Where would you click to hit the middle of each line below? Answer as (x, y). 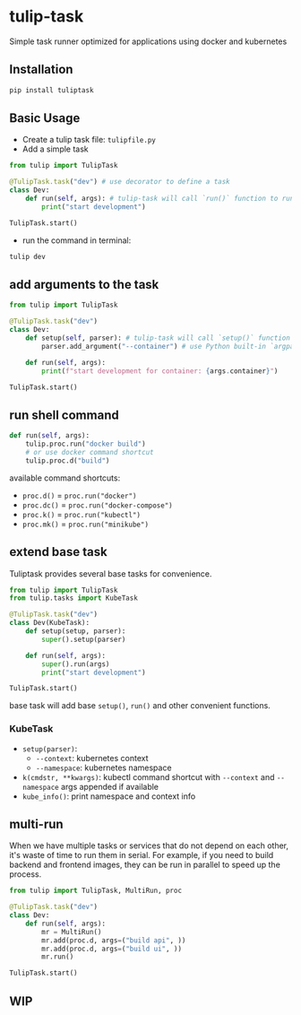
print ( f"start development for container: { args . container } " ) (160, 371)
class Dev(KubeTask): (50, 623)
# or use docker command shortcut (90, 452)
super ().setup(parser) (84, 639)
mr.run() (58, 957)
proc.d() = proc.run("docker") (79, 495)
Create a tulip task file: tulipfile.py (89, 140)
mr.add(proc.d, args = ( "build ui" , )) (112, 949)
